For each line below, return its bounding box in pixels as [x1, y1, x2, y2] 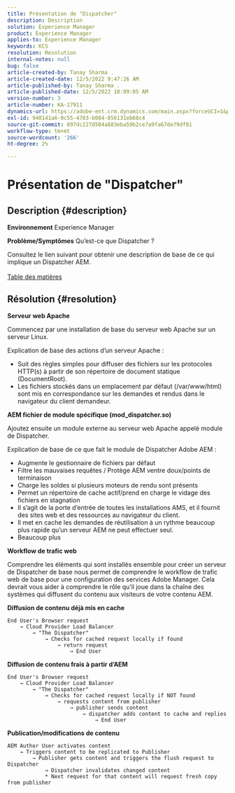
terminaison [17, 474, 52, 482]
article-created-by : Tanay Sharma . [7, 69, 114, 76]
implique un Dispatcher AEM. [7, 258, 91, 266]
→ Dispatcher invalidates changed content [44, 766, 171, 774]
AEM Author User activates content [7, 742, 111, 750]
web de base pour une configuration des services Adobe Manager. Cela [7, 575, 215, 584]
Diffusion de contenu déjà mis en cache [7, 603, 124, 612]
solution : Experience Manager [7, 23, 96, 30]
